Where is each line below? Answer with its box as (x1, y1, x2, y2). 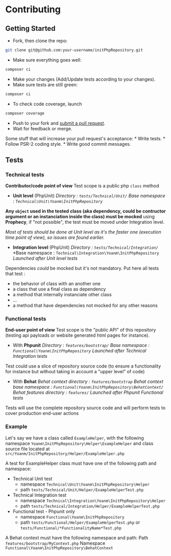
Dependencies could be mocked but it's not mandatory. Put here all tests (5, 265, 159, 272)
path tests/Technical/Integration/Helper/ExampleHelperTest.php (20, 503, 160, 509)
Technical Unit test (12, 475, 53, 482)
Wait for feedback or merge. (12, 125, 73, 131)
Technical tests (5, 171, 45, 178)
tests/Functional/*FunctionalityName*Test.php (20, 525, 122, 531)
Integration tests (12, 353, 48, 359)
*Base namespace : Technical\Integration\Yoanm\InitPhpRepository (12, 250, 160, 256)
